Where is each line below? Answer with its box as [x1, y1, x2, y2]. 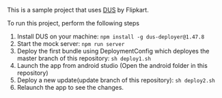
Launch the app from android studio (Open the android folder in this [16, 62, 208, 69]
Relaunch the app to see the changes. [16, 84, 124, 91]
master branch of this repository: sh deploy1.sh [16, 54, 152, 62]
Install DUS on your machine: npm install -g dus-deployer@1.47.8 [16, 32, 205, 40]
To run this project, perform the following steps [7, 19, 140, 27]
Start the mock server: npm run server [16, 40, 125, 47]
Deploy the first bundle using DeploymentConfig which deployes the [16, 47, 210, 55]
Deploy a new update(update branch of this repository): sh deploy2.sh [16, 76, 215, 84]
